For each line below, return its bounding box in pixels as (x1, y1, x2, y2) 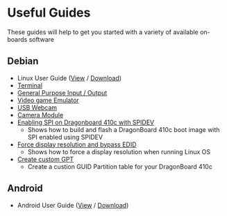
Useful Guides (7, 5, 91, 21)
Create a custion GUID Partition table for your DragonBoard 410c (27, 162, 213, 171)
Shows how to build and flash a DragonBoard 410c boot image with (27, 125, 220, 133)
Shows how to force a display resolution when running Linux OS (27, 147, 210, 156)
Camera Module (17, 110, 64, 119)
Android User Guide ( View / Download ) (17, 201, 129, 209)
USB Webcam (17, 103, 58, 112)
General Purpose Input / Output (17, 88, 108, 97)
